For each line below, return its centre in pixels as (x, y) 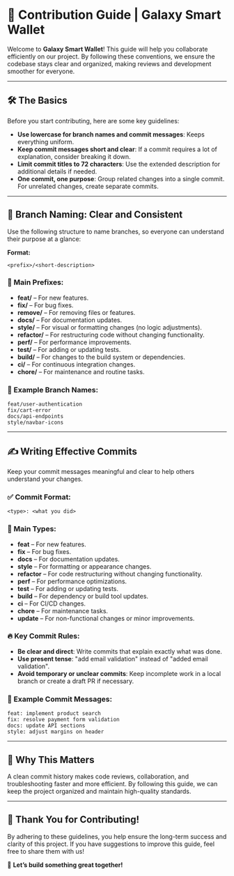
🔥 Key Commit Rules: (44, 636)
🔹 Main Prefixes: (36, 282)
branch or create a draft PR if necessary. (76, 681)
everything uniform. (46, 141)
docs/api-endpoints (36, 417)
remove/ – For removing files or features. (76, 312)
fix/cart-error (29, 410)
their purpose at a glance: (44, 239)
